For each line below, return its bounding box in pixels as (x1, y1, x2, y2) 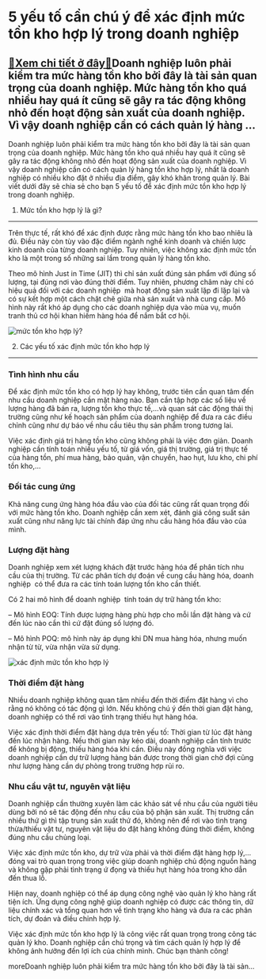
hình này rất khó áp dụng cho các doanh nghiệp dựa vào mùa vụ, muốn (8, 302, 241, 312)
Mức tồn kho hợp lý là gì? (19, 205, 103, 214)
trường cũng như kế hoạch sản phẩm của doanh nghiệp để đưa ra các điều (8, 413, 253, 422)
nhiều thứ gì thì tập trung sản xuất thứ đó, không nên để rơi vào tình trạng (8, 816, 248, 825)
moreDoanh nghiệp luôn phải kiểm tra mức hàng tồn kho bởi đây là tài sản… (8, 962, 255, 971)
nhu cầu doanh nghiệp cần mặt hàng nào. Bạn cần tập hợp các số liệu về (8, 395, 247, 405)
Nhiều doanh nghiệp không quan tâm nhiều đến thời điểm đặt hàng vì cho (8, 695, 249, 705)
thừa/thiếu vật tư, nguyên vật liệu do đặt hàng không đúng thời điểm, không (8, 824, 255, 834)
